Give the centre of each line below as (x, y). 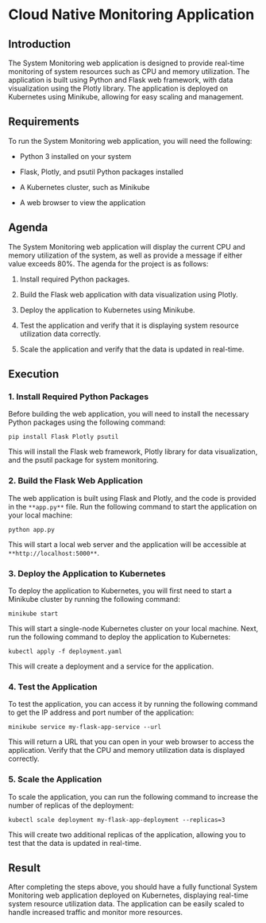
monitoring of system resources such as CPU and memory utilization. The (129, 72)
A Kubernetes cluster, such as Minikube (85, 187)
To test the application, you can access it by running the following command (133, 704)
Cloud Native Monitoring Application (131, 15)
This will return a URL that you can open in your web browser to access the (131, 742)
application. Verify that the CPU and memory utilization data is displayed (127, 750)
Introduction (40, 44)
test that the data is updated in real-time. (75, 843)
